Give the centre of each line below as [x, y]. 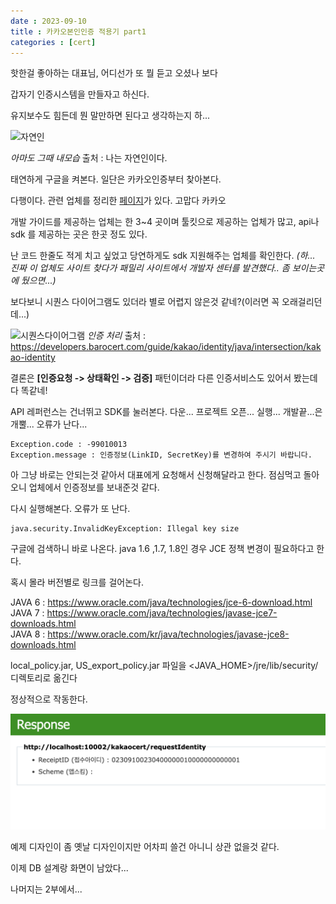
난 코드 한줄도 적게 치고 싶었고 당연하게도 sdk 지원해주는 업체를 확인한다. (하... [163, 256]
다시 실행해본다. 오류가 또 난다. [70, 509]
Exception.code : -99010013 [69, 445]
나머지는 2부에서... [46, 889]
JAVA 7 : [27, 613]
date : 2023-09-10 [48, 21]
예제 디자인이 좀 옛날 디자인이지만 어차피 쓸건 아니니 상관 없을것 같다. [145, 847]
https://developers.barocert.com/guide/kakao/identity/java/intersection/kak [166, 347]
